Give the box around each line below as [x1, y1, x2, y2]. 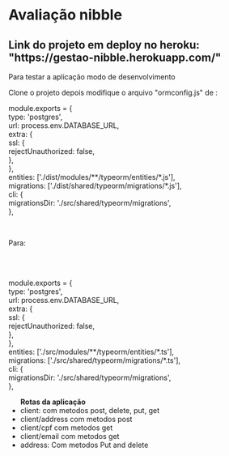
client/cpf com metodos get [19, 423, 113, 433]
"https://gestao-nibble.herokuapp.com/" [8, 50, 222, 64]
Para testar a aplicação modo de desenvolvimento [8, 72, 176, 82]
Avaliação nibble [8, 6, 123, 24]
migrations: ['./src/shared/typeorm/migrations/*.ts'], [8, 356, 180, 365]
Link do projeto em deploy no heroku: [8, 38, 200, 52]
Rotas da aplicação [19, 397, 87, 407]
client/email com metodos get [19, 432, 120, 441]
